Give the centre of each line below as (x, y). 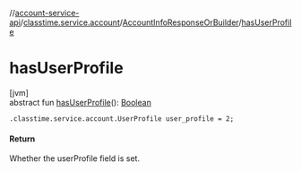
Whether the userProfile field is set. (75, 158)
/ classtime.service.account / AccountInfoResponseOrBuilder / (131, 22)
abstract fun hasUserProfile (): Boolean (81, 102)
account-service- (47, 13)
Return (22, 139)
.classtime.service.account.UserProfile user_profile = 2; (122, 119)
